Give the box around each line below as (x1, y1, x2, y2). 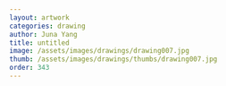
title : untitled (9, 38, 70, 47)
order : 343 (9, 64, 50, 73)
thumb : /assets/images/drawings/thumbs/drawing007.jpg (9, 55, 218, 64)
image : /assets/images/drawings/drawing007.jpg (9, 47, 190, 56)
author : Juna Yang (9, 30, 78, 39)
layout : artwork (9, 13, 70, 22)
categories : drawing (9, 21, 87, 30)
